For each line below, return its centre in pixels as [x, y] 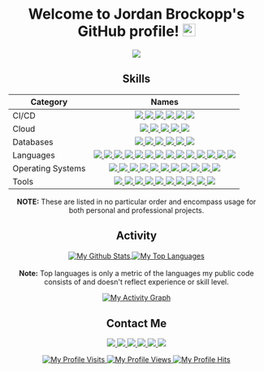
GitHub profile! [129, 31]
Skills [136, 79]
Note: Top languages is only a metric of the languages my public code [136, 274]
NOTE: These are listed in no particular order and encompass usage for [136, 201]
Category [49, 102]
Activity [136, 236]
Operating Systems [49, 168]
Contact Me [136, 323]
